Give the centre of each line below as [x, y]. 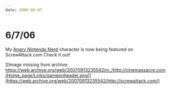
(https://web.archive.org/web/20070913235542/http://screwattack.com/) [83, 81]
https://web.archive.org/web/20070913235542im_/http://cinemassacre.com [85, 70]
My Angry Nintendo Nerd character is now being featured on [69, 49]
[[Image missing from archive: [37, 65]
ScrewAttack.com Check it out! [38, 54]
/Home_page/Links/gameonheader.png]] [48, 75]
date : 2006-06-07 [24, 10]
